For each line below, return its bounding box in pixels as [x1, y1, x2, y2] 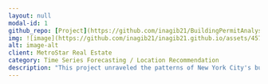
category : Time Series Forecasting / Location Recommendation [8, 57, 219, 65]
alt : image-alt [8, 42, 59, 50]
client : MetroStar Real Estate [8, 49, 112, 57]
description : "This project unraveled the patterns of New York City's [8, 64, 251, 72]
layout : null [8, 11, 52, 20]
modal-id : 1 [8, 19, 48, 27]
